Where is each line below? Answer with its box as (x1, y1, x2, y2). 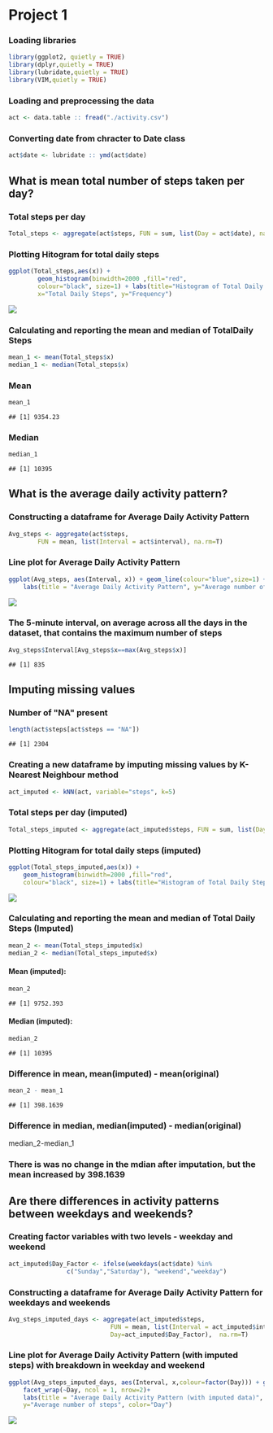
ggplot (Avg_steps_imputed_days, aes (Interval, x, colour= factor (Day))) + (8, 1378, 260, 1387)
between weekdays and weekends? (8, 1207, 193, 1221)
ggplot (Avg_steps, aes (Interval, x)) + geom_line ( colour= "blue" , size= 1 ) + (8, 575, 267, 583)
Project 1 (8, 6, 67, 24)
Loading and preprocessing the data (8, 95, 154, 107)
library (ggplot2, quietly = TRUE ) (8, 53, 126, 62)
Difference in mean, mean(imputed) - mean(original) (8, 1068, 219, 1079)
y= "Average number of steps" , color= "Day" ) (23, 1401, 173, 1409)
